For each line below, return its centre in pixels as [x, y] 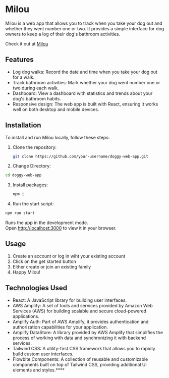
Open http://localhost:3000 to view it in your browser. [61, 228]
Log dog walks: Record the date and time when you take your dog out [85, 72]
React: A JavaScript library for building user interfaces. [70, 300]
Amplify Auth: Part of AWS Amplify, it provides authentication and [80, 321]
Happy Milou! [26, 272]
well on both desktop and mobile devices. [56, 109]
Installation [23, 125]
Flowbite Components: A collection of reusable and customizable [80, 359]
